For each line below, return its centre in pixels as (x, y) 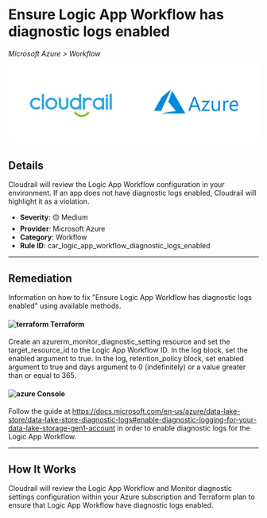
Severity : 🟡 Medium (54, 217)
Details (26, 165)
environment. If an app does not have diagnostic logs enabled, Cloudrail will (132, 193)
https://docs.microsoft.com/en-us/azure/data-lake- (156, 411)
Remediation (41, 278)
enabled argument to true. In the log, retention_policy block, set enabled (126, 359)
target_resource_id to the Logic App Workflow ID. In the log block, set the (128, 350)
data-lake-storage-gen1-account (62, 428)
